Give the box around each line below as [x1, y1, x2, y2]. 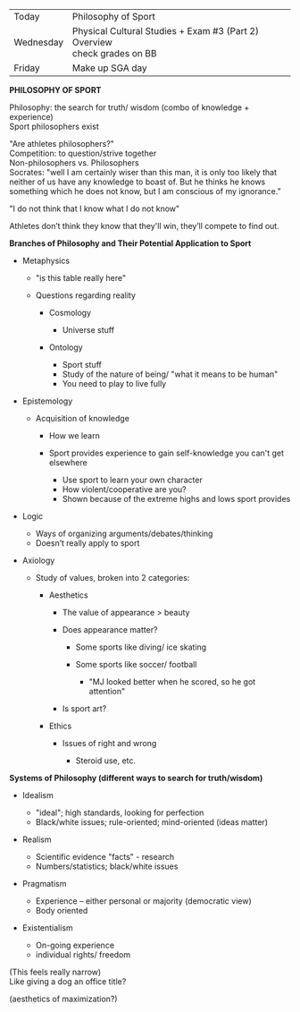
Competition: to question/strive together [9, 148, 157, 158]
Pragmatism [21, 879, 67, 889]
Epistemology [21, 395, 73, 406]
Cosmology [48, 308, 92, 318]
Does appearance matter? [62, 625, 158, 634]
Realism [21, 834, 52, 845]
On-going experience [35, 940, 114, 950]
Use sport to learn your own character [62, 474, 203, 485]
